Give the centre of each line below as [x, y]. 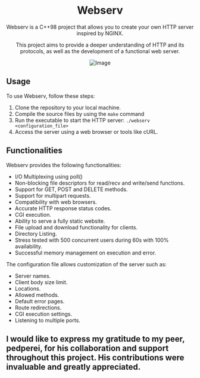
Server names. [33, 276]
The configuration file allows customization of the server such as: [86, 264]
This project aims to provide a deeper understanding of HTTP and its [100, 45]
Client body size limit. [41, 282]
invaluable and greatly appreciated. [74, 367]
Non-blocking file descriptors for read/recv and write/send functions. [100, 183]
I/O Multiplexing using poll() [49, 176]
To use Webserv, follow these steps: [51, 96]
